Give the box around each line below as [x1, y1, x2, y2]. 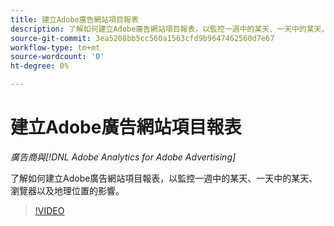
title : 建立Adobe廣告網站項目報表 [10, 14, 139, 25]
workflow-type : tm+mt [10, 42, 101, 53]
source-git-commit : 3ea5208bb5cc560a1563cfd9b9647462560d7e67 [10, 33, 275, 43]
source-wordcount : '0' [10, 52, 105, 62]
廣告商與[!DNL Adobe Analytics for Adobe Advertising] [10, 151, 237, 163]
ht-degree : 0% [10, 61, 70, 71]
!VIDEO [34, 204, 65, 216]
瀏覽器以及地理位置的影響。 [10, 184, 125, 196]
